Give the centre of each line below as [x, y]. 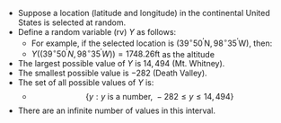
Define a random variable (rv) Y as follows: [97, 32]
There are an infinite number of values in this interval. [117, 110]
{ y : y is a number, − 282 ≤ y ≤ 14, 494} [159, 97]
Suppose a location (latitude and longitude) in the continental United [144, 13]
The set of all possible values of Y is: [86, 83]
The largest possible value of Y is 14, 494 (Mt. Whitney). [121, 64]
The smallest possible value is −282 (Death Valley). [113, 73]
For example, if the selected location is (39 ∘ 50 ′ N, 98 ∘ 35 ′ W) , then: [152, 42]
